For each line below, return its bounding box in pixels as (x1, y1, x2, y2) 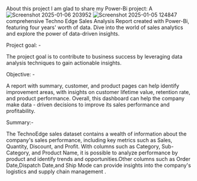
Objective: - (6, 71, 35, 77)
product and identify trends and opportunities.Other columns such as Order (6, 156, 191, 162)
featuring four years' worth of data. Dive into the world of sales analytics (6, 24, 183, 31)
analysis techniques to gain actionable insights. (6, 59, 122, 66)
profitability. (6, 108, 36, 114)
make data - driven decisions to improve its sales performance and (6, 101, 170, 108)
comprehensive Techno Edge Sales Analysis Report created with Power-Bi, (6, 18, 190, 24)
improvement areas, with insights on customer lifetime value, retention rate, (6, 89, 191, 95)
